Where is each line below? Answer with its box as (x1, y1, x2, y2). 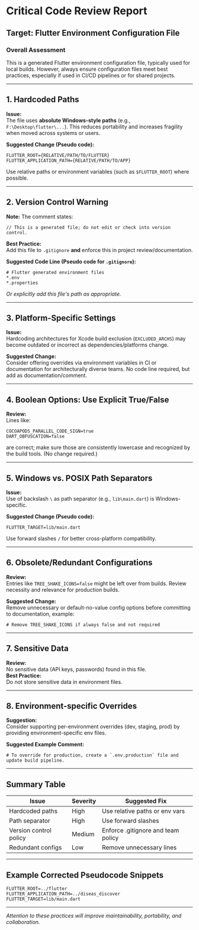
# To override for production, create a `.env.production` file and (6, 752, 179, 759)
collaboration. (6, 919, 40, 925)
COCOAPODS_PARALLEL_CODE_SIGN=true (6, 428, 94, 435)
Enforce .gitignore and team (101, 827, 179, 835)
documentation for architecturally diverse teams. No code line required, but (6, 366, 190, 373)
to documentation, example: (6, 610, 75, 617)
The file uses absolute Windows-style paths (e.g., (6, 117, 131, 124)
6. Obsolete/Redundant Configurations (6, 558, 153, 568)
